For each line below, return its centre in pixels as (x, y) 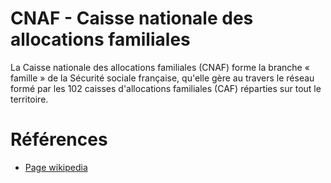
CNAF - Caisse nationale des (132, 18)
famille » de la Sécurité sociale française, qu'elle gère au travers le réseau (162, 78)
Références (59, 139)
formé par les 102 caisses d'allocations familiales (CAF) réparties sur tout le (166, 88)
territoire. (29, 99)
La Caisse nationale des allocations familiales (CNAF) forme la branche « (160, 67)
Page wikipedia (56, 167)
